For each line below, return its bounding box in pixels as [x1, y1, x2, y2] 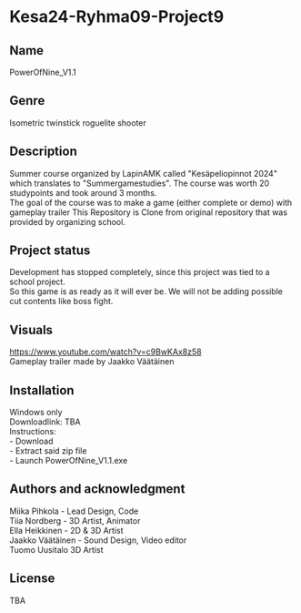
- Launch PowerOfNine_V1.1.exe [9, 455, 128, 466]
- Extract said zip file [9, 445, 87, 456]
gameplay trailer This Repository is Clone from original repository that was [9, 207, 288, 218]
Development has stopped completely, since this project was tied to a [9, 267, 270, 278]
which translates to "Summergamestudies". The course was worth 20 [9, 178, 270, 189]
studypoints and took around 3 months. [9, 187, 157, 198]
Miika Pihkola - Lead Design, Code [9, 506, 139, 516]
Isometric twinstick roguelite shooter [9, 117, 147, 128]
